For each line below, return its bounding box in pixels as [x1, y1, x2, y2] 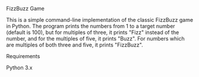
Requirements [6, 53, 40, 59]
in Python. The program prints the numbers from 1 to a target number [6, 23, 175, 29]
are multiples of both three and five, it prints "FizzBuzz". [6, 41, 144, 48]
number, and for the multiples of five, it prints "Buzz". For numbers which [6, 35, 185, 42]
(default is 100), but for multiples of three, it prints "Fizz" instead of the [6, 29, 179, 36]
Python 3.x [6, 64, 33, 71]
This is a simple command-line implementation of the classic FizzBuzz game [6, 16, 194, 23]
